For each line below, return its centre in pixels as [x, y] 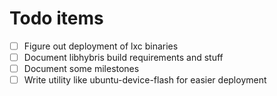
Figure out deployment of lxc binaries [101, 46]
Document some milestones [81, 69]
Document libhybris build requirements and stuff [123, 57]
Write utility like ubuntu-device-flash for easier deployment [145, 80]
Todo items [56, 18]
